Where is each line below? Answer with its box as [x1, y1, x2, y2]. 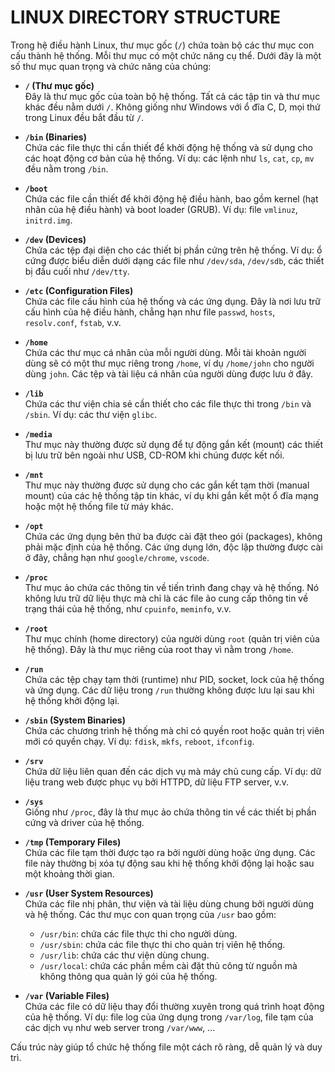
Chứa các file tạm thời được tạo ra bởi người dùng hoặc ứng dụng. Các [24, 846, 316, 858]
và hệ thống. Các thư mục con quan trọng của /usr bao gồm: [24, 908, 277, 920]
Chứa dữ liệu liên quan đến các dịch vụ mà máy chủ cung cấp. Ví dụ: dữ [24, 765, 322, 777]
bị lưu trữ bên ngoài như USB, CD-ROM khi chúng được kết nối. [24, 449, 285, 461]
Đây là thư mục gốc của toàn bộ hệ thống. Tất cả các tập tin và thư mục [24, 90, 321, 102]
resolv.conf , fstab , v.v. [24, 316, 122, 328]
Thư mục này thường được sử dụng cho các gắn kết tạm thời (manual [24, 479, 310, 491]
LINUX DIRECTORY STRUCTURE [10, 6, 282, 29]
